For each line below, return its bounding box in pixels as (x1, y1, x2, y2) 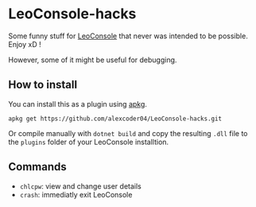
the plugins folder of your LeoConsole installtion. (8, 137, 169, 146)
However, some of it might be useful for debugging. (8, 55, 177, 64)
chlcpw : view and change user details (19, 181, 142, 191)
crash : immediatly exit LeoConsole (19, 189, 133, 199)
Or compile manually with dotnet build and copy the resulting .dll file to (8, 128, 248, 138)
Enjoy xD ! (8, 39, 41, 49)
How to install (8, 78, 78, 92)
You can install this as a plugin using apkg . (8, 99, 147, 108)
